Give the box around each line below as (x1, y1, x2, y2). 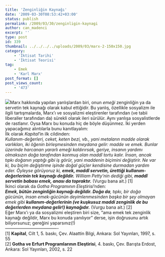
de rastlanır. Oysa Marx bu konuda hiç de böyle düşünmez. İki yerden (5, 120, 146, 126)
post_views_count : (5, 80, 43, 85)
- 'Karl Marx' (14, 72, 43, 76)
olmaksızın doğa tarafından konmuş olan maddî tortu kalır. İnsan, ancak (5, 151, 152, 158)
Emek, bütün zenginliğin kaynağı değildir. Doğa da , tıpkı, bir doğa (5, 188, 141, 194)
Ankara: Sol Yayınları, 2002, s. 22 (5, 246, 73, 252)
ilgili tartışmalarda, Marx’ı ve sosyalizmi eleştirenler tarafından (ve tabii (5, 110, 148, 116)
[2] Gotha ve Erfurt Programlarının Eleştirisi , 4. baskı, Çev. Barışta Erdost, (5, 241, 156, 247)
